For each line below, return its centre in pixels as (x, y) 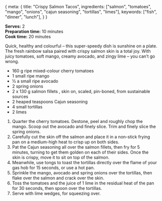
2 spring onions (28, 86)
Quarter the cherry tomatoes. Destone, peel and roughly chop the (77, 121)
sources (20, 96)
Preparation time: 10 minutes (34, 31)
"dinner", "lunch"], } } (26, 17)
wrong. (12, 61)
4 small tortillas (27, 107)
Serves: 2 (15, 26)
